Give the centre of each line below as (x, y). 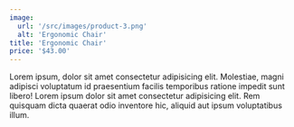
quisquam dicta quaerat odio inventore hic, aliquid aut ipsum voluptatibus (146, 105)
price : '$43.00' (40, 51)
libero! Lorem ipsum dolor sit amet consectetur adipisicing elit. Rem (135, 96)
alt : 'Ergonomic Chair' (62, 34)
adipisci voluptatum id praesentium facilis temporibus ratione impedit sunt (147, 86)
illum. (19, 115)
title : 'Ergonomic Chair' (58, 43)
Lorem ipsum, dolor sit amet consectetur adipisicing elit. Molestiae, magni (147, 77)
